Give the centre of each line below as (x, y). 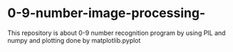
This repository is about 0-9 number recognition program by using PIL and (116, 33)
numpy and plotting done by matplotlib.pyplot (74, 40)
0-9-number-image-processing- (107, 13)
